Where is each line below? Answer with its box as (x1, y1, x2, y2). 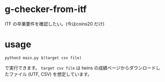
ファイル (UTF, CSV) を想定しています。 (9, 71, 92, 77)
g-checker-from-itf (5, 4, 87, 15)
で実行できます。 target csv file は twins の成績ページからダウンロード (5, 64, 156, 71)
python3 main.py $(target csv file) (5, 55, 82, 60)
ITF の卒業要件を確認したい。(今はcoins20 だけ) (5, 21, 104, 27)
